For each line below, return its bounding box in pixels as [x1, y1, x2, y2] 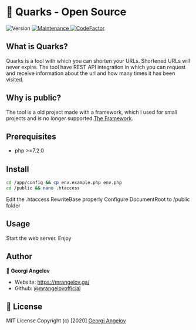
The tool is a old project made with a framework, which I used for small [6, 108, 178, 115]
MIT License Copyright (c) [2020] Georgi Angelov [6, 317, 126, 324]
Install [6, 164, 29, 174]
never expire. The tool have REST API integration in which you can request [6, 63, 186, 70]
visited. [6, 76, 24, 83]
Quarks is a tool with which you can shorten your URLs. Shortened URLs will [6, 57, 191, 64]
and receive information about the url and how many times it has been [6, 70, 175, 77]
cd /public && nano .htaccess [6, 185, 80, 191]
